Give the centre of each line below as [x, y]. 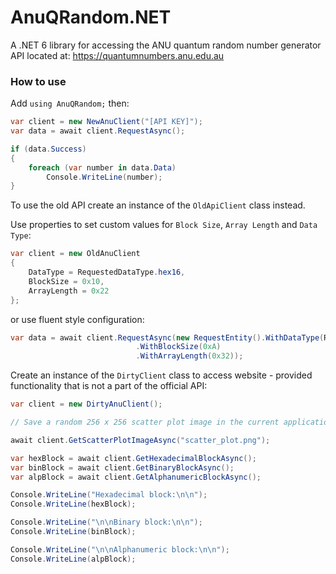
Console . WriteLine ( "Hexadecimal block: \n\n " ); [109, 495]
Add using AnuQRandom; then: [70, 103]
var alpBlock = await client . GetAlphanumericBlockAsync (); [136, 477]
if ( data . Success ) [48, 149]
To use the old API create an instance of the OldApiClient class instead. [158, 205]
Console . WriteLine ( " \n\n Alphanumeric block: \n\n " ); [120, 549]
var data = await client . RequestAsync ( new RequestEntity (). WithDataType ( [167, 337]
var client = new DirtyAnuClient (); [86, 404]
